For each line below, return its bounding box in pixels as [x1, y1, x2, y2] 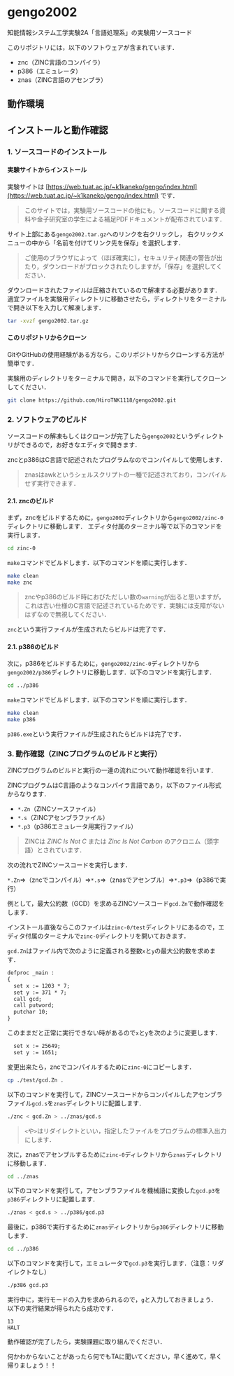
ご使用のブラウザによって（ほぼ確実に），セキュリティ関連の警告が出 [24, 253, 223, 261]
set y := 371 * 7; [13, 989, 68, 996]
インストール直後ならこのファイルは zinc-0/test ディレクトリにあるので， [7, 923, 219, 932]
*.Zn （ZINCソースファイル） [17, 805, 100, 813]
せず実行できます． [24, 479, 80, 488]
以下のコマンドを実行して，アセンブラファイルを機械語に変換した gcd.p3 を [7, 1186, 221, 1195]
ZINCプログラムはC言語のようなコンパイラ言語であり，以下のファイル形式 [7, 781, 222, 789]
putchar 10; [13, 1009, 49, 1016]
